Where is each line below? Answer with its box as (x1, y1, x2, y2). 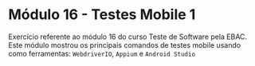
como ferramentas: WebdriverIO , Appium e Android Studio (8, 49, 196, 58)
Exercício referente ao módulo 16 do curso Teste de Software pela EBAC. (8, 32, 248, 41)
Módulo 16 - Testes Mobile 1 (8, 6, 196, 24)
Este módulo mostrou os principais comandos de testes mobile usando (8, 40, 241, 49)
